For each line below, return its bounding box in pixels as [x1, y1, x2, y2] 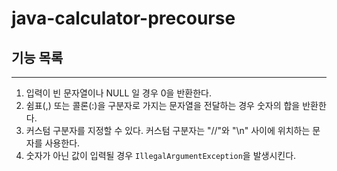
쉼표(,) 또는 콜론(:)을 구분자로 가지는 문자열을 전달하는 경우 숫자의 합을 [25, 100, 301, 111]
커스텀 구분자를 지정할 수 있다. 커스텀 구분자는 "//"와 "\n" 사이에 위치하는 [25, 125, 311, 136]
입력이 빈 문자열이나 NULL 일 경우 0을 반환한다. [25, 87, 212, 99]
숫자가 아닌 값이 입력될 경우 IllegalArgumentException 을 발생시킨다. [25, 150, 297, 161]
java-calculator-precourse [11, 7, 236, 30]
